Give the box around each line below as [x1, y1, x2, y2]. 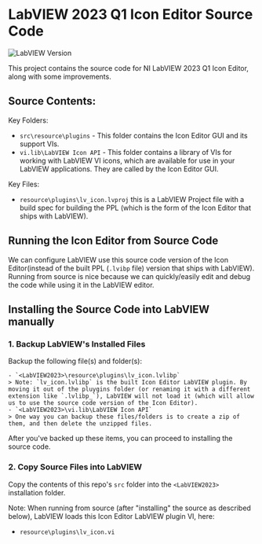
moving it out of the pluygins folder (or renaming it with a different [8, 385, 251, 394]
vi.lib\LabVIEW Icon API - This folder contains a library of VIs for [19, 147, 232, 156]
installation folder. [8, 487, 66, 497]
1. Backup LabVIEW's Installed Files [8, 338, 146, 349]
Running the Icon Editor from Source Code [8, 234, 219, 248]
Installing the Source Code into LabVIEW [8, 303, 210, 316]
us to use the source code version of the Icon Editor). [8, 399, 198, 407]
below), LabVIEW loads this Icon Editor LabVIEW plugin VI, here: [8, 511, 215, 520]
